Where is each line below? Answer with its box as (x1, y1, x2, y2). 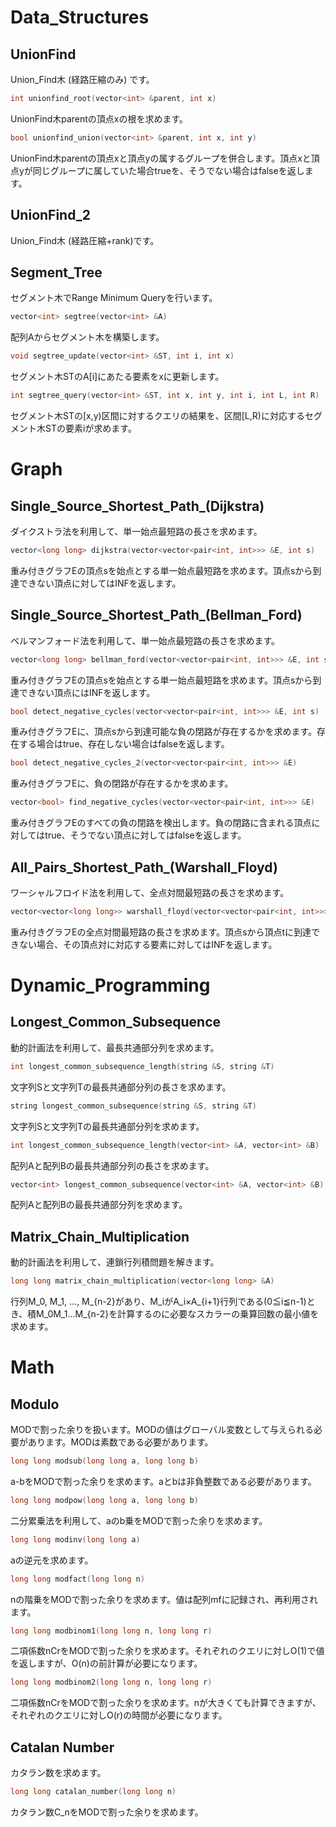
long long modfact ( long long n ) (10, 1574, 145, 1584)
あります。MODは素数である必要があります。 (27, 1436, 214, 1448)
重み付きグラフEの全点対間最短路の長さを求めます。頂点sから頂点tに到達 (10, 926, 312, 938)
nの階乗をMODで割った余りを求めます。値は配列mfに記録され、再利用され (10, 1593, 318, 1605)
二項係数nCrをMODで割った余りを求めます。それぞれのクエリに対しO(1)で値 (10, 1645, 325, 1657)
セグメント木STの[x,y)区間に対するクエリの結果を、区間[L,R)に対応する (10, 410, 305, 421)
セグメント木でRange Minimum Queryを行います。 (10, 292, 218, 304)
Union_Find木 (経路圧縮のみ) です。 (10, 74, 155, 85)
